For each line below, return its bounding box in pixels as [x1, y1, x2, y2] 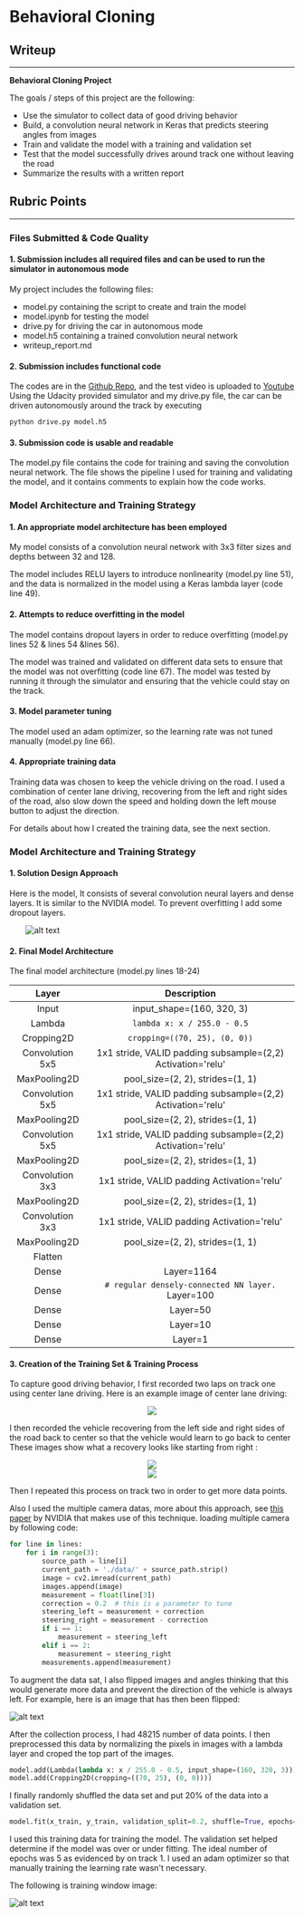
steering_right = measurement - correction [42, 1615, 208, 1625]
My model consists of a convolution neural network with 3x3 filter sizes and [9, 542, 291, 553]
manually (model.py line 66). [9, 736, 116, 747]
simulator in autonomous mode [9, 264, 129, 275]
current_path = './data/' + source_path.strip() [42, 1565, 229, 1575]
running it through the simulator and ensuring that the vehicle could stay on [9, 675, 290, 686]
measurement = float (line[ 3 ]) [42, 1590, 156, 1600]
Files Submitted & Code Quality [9, 231, 149, 244]
